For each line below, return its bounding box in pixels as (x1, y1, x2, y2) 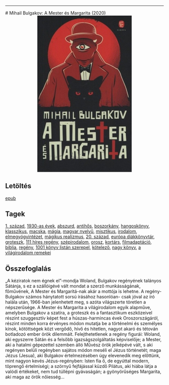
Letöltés (5, 182, 32, 190)
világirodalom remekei (5, 250, 51, 256)
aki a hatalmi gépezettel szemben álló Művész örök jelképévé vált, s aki (5, 342, 153, 348)
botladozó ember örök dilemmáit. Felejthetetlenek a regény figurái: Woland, (5, 331, 161, 337)
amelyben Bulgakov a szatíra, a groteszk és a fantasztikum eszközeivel (5, 310, 152, 316)
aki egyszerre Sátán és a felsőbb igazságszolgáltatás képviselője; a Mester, (5, 337, 162, 343)
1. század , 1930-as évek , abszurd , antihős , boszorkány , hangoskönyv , (5, 223, 150, 229)
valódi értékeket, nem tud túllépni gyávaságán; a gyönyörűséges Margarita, (5, 368, 161, 375)
